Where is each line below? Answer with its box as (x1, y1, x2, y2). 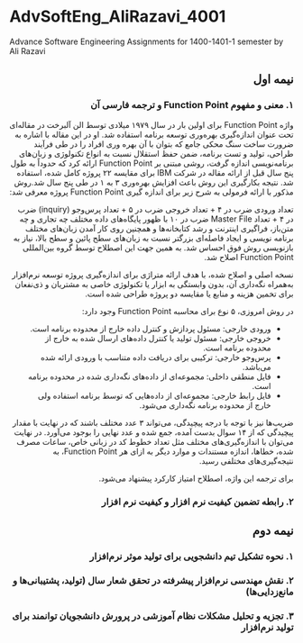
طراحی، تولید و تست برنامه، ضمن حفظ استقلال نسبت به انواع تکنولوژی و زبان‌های (19, 148, 294, 158)
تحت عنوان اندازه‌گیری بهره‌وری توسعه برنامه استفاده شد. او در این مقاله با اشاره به (14, 129, 294, 140)
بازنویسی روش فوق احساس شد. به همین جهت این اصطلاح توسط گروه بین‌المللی (22, 241, 294, 253)
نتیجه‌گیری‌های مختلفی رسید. (198, 455, 294, 466)
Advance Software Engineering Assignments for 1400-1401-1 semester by (9, 36, 284, 47)
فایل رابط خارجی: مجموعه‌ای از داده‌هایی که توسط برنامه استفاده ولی (37, 390, 271, 401)
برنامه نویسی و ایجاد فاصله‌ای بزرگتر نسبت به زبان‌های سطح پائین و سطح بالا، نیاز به (13, 232, 294, 243)
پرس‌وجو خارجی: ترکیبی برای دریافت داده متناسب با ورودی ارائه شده (40, 351, 271, 362)
